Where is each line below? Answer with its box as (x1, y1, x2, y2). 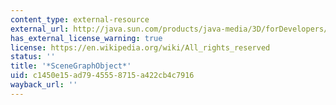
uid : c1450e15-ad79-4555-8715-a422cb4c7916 (10, 71, 195, 81)
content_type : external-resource (10, 14, 150, 25)
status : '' (10, 52, 56, 62)
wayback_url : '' (10, 80, 78, 90)
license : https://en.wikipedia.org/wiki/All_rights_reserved (10, 42, 271, 53)
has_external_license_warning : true (10, 33, 163, 43)
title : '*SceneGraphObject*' (10, 61, 132, 71)
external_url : (10, 24, 70, 34)
